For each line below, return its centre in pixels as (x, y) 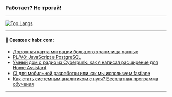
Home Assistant (29, 67)
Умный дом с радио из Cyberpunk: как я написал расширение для (85, 62)
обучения (23, 84)
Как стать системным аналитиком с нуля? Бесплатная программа (85, 79)
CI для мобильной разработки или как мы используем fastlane (81, 73)
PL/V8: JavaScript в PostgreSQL (47, 57)
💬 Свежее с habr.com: (30, 40)
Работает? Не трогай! (34, 8)
